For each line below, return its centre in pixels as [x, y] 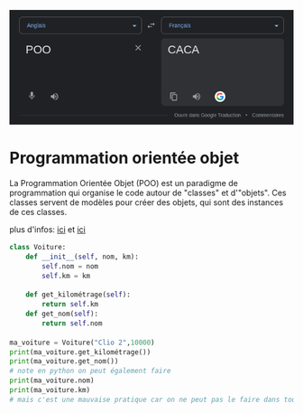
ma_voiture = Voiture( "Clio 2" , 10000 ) [82, 343]
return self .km [70, 305]
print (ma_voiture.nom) [52, 380]
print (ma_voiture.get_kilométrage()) [80, 352]
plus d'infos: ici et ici [47, 229]
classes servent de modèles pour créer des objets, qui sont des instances [147, 202]
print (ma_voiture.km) [50, 390]
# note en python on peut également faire [90, 371]
